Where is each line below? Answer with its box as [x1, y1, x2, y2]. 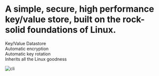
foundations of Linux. [27, 25, 116, 35]
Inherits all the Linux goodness [5, 56, 67, 62]
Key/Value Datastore [5, 40, 46, 46]
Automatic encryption [5, 46, 49, 51]
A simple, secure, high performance [5, 3, 154, 15]
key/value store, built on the [5, 14, 121, 25]
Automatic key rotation [5, 51, 51, 57]
